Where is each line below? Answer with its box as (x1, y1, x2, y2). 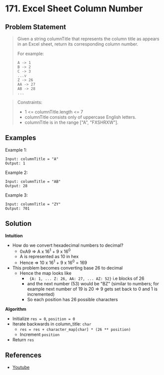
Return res (12, 336, 34, 342)
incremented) (27, 291, 55, 297)
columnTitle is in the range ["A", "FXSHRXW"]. (24, 119, 119, 125)
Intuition (5, 232, 23, 238)
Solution (5, 219, 32, 228)
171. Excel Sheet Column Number (5, 3, 143, 14)
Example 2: (5, 169, 28, 175)
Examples (5, 134, 36, 142)
